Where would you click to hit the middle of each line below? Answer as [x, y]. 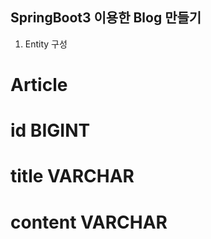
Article [39, 85]
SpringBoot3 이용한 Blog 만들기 [106, 18]
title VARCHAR [72, 176]
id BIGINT [50, 130]
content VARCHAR [89, 222]
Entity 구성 [46, 44]
